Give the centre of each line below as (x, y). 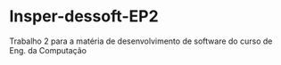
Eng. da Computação (48, 50)
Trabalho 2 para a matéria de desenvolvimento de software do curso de (141, 41)
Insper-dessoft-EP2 (84, 16)
